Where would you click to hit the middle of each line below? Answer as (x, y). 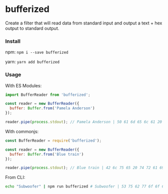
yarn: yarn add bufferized (32, 62)
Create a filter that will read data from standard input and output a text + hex (84, 23)
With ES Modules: (23, 85)
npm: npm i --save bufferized (37, 52)
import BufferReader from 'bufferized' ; (48, 95)
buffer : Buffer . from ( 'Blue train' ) (47, 154)
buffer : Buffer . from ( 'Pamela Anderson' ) (52, 108)
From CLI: (15, 178)
